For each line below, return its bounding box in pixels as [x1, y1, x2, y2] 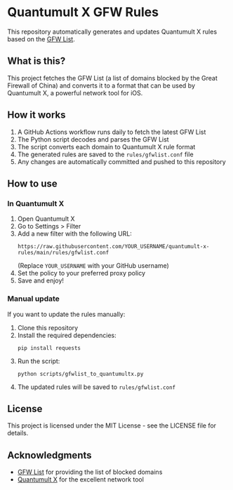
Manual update [7, 294, 60, 304]
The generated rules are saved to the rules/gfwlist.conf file [17, 150, 194, 158]
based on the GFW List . [7, 34, 75, 43]
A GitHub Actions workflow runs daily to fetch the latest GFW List [17, 128, 206, 136]
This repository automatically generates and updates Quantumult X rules [7, 27, 218, 36]
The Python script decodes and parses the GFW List [17, 135, 170, 144]
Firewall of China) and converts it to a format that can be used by [7, 81, 195, 90]
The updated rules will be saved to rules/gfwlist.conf [17, 383, 176, 391]
